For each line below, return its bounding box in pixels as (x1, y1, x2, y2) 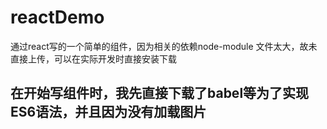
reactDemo (10, 6, 105, 29)
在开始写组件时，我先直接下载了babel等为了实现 (10, 85, 310, 102)
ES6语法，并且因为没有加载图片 (10, 104, 207, 121)
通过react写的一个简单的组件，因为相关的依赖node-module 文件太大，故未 (10, 40, 318, 52)
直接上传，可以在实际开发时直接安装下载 (10, 52, 177, 65)
